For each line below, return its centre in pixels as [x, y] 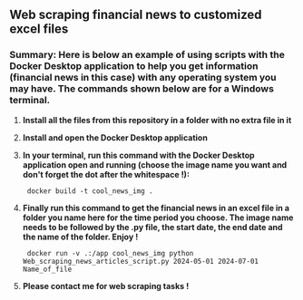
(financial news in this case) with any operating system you [143, 78]
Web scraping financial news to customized [136, 15]
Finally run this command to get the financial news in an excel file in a [156, 208]
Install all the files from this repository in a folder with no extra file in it [157, 120]
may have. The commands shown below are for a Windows [142, 89]
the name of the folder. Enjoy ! [80, 237]
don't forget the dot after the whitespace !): [106, 174]
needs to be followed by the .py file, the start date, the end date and [152, 227]
